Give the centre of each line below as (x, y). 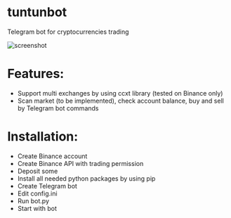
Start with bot (37, 208)
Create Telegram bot (47, 186)
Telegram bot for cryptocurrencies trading (68, 32)
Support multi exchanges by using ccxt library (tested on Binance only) (120, 93)
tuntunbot (37, 12)
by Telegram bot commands (58, 108)
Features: (36, 74)
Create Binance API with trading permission (80, 163)
